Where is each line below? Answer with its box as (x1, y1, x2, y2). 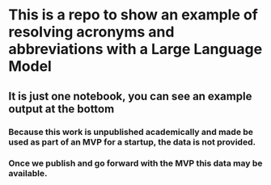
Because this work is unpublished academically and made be (8, 126, 253, 137)
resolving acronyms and (8, 23, 175, 41)
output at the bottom (8, 102, 115, 116)
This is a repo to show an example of (8, 6, 259, 24)
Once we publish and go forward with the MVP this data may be (8, 158, 263, 169)
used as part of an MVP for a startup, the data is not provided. (8, 136, 256, 147)
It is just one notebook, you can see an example (8, 89, 252, 103)
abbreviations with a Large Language (8, 40, 263, 58)
